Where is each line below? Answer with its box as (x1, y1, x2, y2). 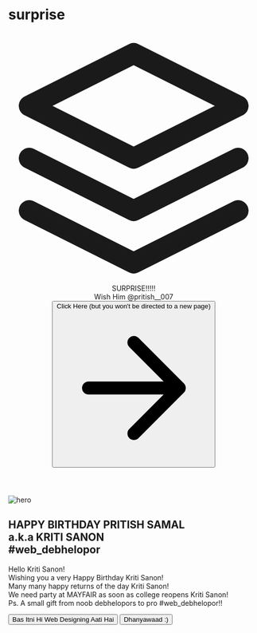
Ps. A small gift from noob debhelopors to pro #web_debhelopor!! (8, 598, 223, 607)
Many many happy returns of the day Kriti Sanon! (8, 581, 169, 591)
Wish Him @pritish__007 (94, 291, 173, 301)
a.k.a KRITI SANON (8, 531, 105, 544)
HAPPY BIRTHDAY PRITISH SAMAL (8, 518, 185, 532)
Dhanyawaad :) (123, 615, 169, 623)
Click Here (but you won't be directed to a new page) (56, 302, 211, 311)
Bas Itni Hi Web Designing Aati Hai (12, 615, 115, 623)
